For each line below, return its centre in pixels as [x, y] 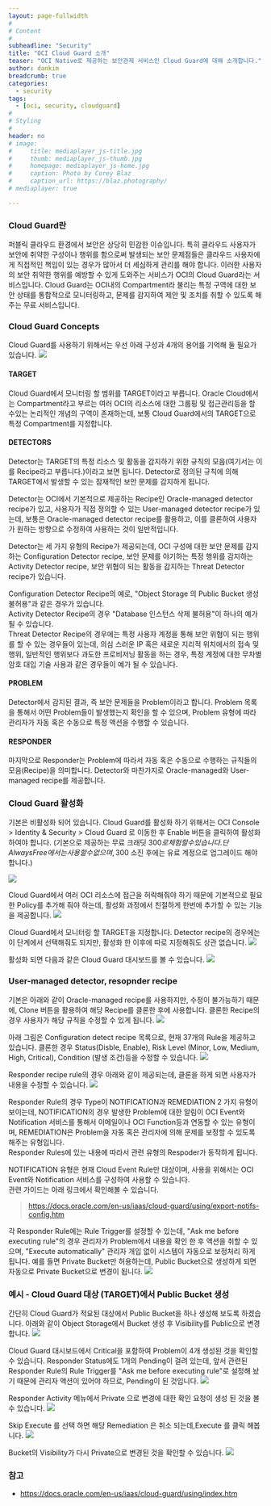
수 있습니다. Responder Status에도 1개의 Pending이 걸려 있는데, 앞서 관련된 [128, 1361]
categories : [28, 83]
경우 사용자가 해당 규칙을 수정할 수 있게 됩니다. [81, 1020]
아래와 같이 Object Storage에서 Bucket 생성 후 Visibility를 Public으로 [135, 1324]
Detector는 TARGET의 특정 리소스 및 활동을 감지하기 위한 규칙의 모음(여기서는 [131, 461]
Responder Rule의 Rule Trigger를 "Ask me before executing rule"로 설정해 [130, 1371]
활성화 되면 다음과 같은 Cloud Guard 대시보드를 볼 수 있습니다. [107, 960]
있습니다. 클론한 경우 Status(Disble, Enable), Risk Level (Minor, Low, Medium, [134, 1047]
